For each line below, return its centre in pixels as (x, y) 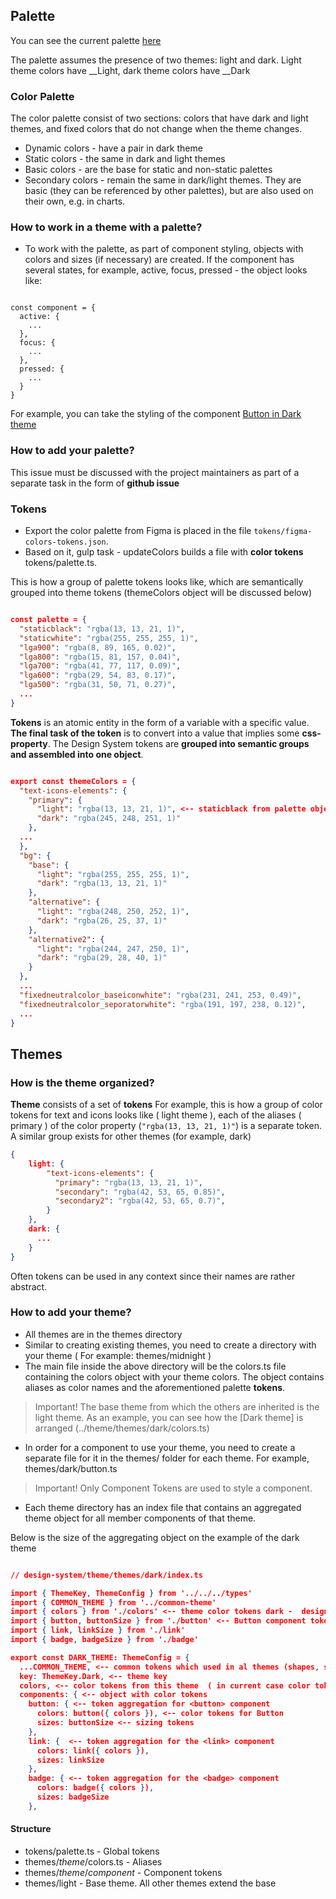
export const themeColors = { (73, 781)
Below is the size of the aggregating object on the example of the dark (155, 1537)
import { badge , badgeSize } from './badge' (104, 1640)
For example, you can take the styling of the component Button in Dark (156, 414)
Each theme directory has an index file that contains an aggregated (163, 1507)
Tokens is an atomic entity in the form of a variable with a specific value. (160, 722)
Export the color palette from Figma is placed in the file (138, 530)
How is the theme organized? (82, 1082)
